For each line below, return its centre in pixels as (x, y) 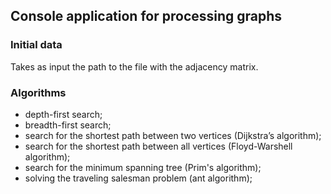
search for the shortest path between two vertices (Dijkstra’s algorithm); (173, 135)
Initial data (36, 45)
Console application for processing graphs (146, 16)
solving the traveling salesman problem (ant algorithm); (138, 178)
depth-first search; (63, 114)
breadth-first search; (68, 125)
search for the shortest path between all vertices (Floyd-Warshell (158, 146)
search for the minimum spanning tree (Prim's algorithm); (143, 167)
